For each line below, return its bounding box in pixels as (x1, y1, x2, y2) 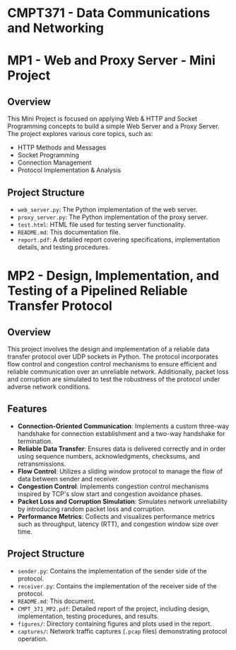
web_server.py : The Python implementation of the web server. (17, 206, 198, 213)
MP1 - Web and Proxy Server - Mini (7, 52, 216, 69)
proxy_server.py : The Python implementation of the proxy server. (17, 213, 208, 221)
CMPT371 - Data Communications (7, 5, 211, 21)
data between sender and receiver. (17, 474, 120, 483)
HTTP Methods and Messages (17, 143, 107, 152)
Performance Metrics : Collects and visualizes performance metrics (17, 512, 216, 520)
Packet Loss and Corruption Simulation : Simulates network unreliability (17, 497, 228, 505)
